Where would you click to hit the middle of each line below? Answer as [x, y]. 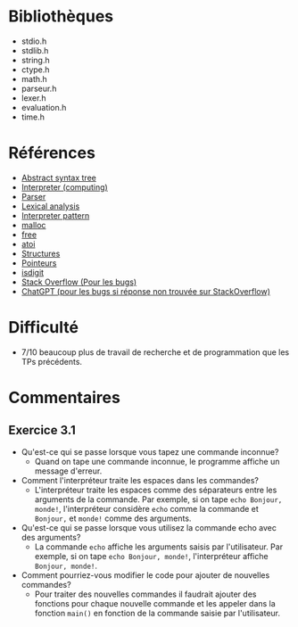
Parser [33, 196]
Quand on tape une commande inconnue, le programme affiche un [157, 461]
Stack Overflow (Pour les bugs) [79, 282]
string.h [35, 60]
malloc [33, 225]
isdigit [33, 272]
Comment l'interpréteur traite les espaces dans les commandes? [140, 480]
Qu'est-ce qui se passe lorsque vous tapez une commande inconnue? [150, 451]
